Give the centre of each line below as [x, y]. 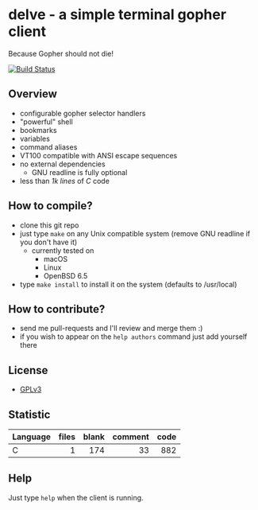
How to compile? [50, 206]
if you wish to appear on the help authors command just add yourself [133, 337]
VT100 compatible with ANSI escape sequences [98, 155]
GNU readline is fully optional [79, 172]
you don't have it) [48, 242]
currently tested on [63, 250]
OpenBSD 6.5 [65, 275]
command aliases [48, 147]
